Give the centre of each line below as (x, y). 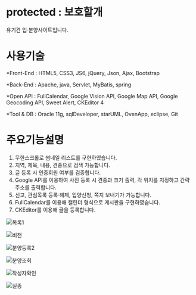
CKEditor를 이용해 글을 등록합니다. (55, 210)
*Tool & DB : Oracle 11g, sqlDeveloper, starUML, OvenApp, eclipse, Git (92, 114)
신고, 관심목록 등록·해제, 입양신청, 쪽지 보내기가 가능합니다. (83, 195)
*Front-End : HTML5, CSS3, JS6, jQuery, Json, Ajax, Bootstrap (83, 73)
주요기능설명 (35, 140)
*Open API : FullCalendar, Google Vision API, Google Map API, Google (92, 96)
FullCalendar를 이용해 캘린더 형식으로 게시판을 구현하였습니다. (88, 202)
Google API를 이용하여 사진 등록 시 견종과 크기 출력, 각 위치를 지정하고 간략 (102, 180)
